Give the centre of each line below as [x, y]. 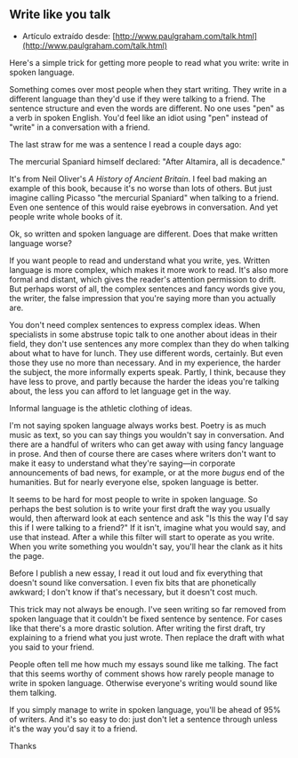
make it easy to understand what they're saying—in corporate [122, 463]
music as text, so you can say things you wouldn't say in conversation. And [147, 435]
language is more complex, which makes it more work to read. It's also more [149, 269]
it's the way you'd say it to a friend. [73, 729]
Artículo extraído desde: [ [68, 36]
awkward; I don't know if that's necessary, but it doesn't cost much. [133, 592]
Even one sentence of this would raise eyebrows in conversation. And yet [144, 207]
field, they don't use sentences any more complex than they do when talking [149, 343]
